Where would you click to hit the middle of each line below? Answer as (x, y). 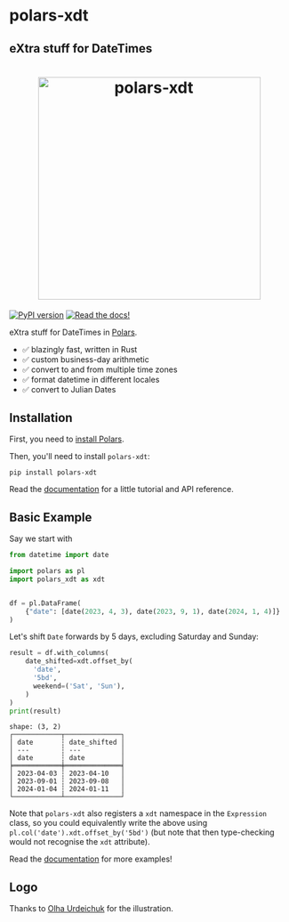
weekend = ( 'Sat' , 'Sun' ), (79, 686)
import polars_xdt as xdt (57, 579)
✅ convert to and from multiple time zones (100, 369)
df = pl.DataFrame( (45, 603)
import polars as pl (48, 571)
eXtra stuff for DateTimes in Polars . (73, 332)
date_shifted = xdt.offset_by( (79, 661)
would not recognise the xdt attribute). (80, 842)
